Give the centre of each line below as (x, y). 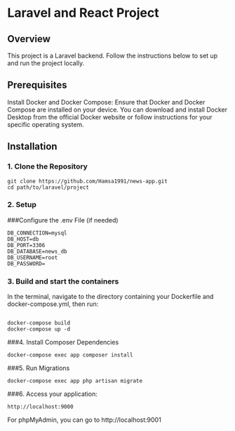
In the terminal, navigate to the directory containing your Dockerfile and (110, 297)
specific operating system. (46, 124)
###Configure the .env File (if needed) (63, 220)
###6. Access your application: (53, 394)
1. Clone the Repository (47, 166)
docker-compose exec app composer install (70, 355)
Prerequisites (37, 85)
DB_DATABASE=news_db (38, 251)
